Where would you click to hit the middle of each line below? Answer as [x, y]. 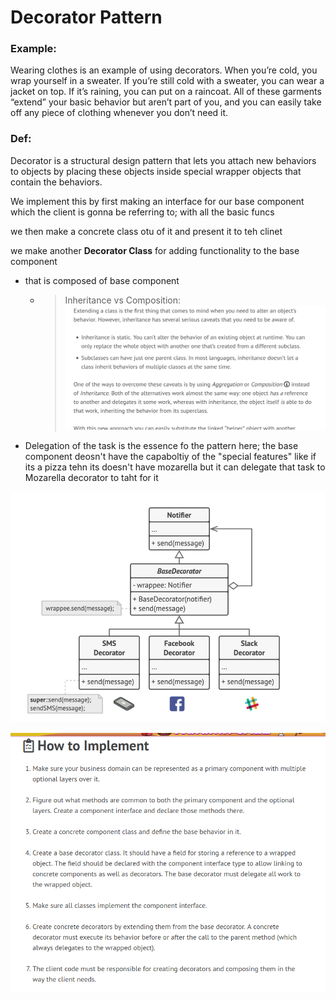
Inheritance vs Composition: [123, 300]
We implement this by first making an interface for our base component [157, 201]
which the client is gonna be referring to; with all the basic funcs [142, 212]
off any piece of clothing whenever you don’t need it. [119, 113]
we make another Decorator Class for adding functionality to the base [155, 250]
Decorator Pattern [86, 17]
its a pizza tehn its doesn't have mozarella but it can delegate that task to [175, 467]
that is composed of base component [102, 280]
